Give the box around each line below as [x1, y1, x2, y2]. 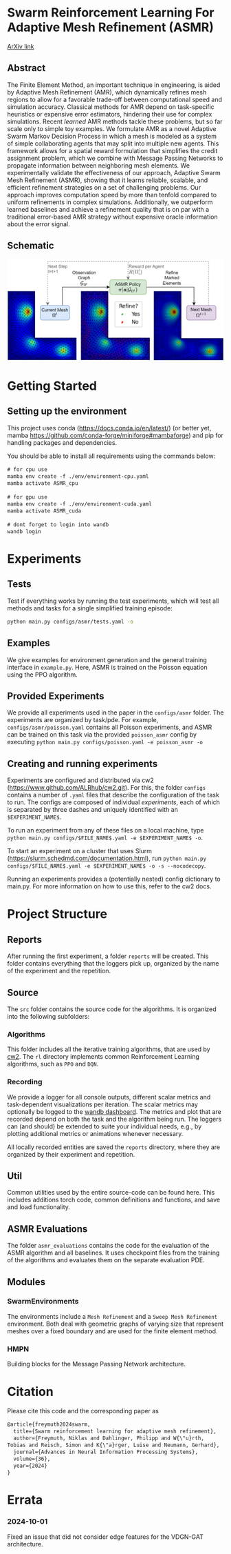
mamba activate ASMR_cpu [7, 479, 78, 487]
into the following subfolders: [7, 1012, 90, 1020]
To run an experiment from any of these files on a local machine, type [7, 826, 204, 835]
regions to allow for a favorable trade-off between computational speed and [7, 95, 222, 103]
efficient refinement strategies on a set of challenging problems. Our [7, 183, 201, 191]
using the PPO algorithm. [7, 670, 78, 679]
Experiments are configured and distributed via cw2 [7, 776, 155, 784]
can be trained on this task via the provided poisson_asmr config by [7, 730, 197, 739]
